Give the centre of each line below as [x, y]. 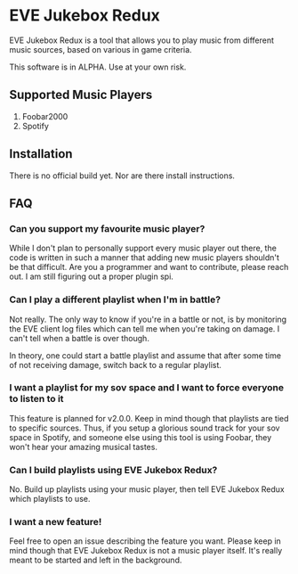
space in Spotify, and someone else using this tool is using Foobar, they [141, 437]
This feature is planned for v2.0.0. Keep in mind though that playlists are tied [149, 418]
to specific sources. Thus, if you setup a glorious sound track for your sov [145, 428]
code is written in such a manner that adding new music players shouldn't [145, 258]
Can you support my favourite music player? [107, 228]
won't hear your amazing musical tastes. [84, 447]
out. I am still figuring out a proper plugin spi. [91, 276]
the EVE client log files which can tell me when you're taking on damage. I [145, 328]
